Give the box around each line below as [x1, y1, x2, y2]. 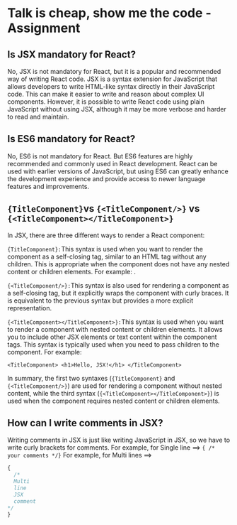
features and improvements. [7, 182, 90, 190]
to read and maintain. [7, 112, 69, 121]
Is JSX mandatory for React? [7, 48, 137, 60]
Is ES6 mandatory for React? [7, 133, 136, 145]
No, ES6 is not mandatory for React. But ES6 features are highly [7, 151, 193, 161]
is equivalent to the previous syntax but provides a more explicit [7, 296, 194, 305]
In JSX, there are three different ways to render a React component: [7, 231, 205, 239]
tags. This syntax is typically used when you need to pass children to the [7, 340, 219, 349]
